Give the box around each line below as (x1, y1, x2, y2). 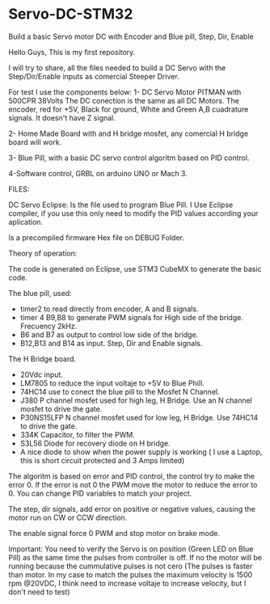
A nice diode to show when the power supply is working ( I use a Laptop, (19, 446, 263, 457)
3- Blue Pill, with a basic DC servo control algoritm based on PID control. (8, 153, 250, 163)
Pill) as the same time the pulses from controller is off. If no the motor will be (8, 552, 263, 562)
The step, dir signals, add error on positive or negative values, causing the (8, 504, 256, 513)
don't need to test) (8, 587, 70, 597)
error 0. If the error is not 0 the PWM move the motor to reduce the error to (8, 479, 258, 489)
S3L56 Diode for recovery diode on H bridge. (19, 438, 171, 448)
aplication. (8, 217, 43, 226)
